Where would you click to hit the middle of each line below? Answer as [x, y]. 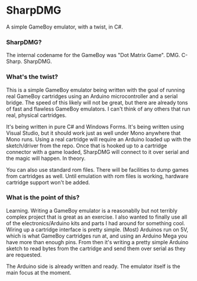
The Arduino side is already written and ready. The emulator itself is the [93, 266]
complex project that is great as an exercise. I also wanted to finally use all [97, 217]
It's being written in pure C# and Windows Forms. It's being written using [95, 127]
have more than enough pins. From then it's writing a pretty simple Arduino [97, 242]
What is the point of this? [43, 198]
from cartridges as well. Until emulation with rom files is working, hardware [97, 176]
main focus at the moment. [39, 272]
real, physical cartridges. [36, 115]
